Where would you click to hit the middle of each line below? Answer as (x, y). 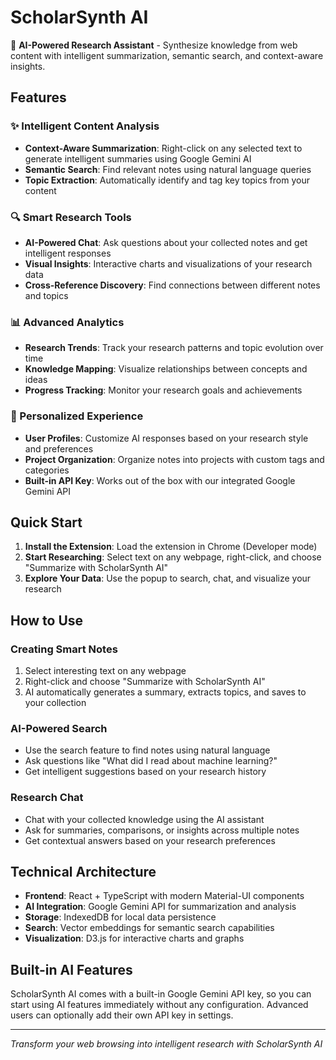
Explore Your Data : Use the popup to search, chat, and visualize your (168, 578)
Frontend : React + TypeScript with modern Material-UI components (164, 896)
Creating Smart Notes (64, 649)
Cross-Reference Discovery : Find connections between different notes (172, 285)
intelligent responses (68, 253)
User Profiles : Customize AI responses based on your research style (166, 438)
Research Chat (47, 798)
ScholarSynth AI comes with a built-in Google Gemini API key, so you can (161, 994)
